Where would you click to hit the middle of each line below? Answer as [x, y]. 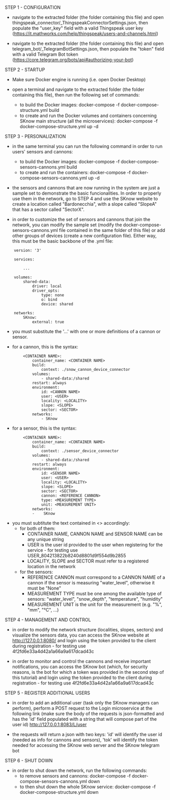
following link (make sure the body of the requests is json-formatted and [88, 714]
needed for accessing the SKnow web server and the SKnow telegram [86, 745]
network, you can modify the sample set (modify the [67, 225]
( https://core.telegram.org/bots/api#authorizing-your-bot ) [73, 60]
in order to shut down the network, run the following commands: [79, 770]
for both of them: [37, 528]
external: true [48, 322]
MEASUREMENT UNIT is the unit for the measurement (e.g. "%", [95, 604]
